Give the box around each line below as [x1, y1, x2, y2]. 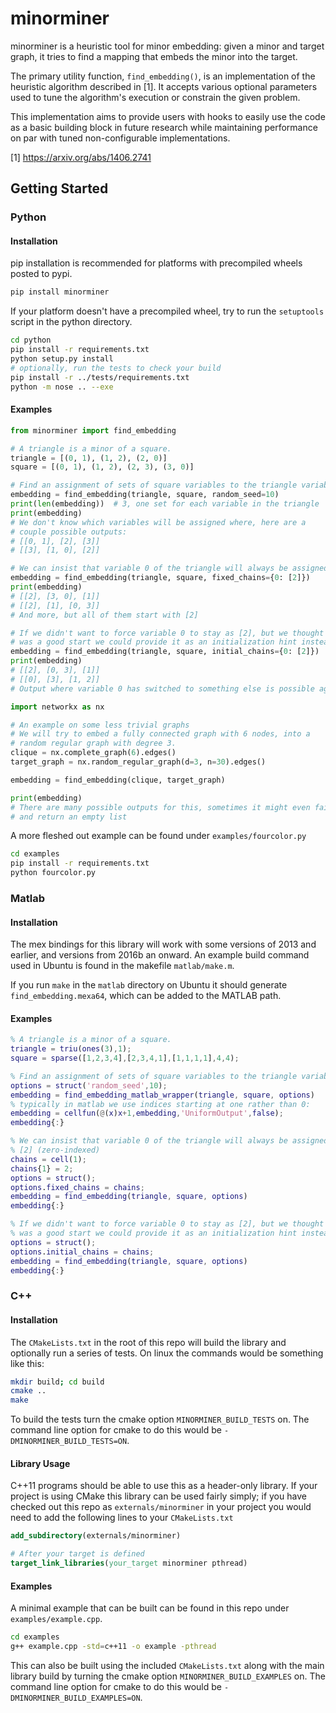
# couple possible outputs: [10, 527, 128, 537]
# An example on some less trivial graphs [10, 720, 190, 730]
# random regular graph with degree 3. [10, 738, 177, 749]
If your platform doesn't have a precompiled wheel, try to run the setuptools [10, 305, 325, 317]
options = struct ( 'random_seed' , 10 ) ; [10, 1080, 168, 1091]
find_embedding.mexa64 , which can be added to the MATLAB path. [10, 990, 282, 1002]
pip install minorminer [10, 287, 110, 297]
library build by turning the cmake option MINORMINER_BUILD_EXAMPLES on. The [10, 1670, 326, 1682]
